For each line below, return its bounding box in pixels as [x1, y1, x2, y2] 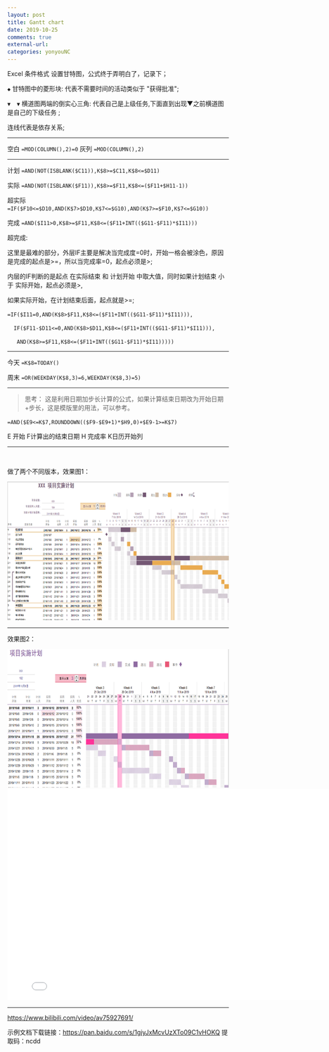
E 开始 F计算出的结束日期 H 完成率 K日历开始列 [7, 432, 143, 440]
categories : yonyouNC [7, 49, 71, 56]
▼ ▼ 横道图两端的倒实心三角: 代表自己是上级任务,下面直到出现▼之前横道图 [7, 99, 224, 108]
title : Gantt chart [7, 18, 65, 26]
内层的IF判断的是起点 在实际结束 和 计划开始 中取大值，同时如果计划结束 [7, 272, 217, 281]
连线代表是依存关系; [7, 123, 65, 131]
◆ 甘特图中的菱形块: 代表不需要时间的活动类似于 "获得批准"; [7, 84, 179, 93]
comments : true [7, 34, 52, 41]
